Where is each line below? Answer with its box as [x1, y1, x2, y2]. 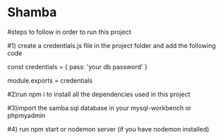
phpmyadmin [7, 111, 46, 119]
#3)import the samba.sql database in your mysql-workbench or [7, 103, 192, 112]
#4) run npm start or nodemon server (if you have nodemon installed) [7, 124, 210, 133]
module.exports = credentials [7, 76, 93, 85]
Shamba [7, 4, 57, 21]
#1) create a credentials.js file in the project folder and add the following [7, 41, 217, 49]
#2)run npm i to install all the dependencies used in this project [7, 90, 191, 98]
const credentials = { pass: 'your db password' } [7, 62, 148, 71]
